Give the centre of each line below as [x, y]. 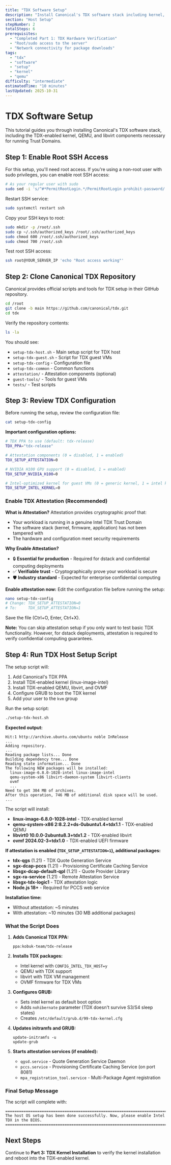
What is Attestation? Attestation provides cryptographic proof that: [76, 512]
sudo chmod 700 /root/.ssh [34, 241]
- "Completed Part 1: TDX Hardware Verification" [63, 39]
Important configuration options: [41, 432]
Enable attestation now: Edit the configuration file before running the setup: [85, 589]
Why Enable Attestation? [32, 548]
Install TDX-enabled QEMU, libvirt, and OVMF [60, 687]
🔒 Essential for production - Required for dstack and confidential [81, 558]
